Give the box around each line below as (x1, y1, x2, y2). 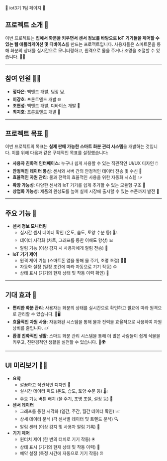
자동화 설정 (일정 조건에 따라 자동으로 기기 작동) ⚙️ (19, 264, 117, 270)
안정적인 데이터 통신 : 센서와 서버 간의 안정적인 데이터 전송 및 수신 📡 (12, 168, 142, 174)
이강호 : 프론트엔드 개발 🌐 (12, 96, 61, 102)
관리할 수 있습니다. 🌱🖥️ (17, 311, 61, 317)
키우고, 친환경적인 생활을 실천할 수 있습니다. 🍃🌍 (12, 339, 106, 345)
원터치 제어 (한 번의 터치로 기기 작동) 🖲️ (19, 436, 95, 442)
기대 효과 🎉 (5, 291, 37, 299)
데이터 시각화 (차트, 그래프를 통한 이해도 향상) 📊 (19, 237, 114, 243)
